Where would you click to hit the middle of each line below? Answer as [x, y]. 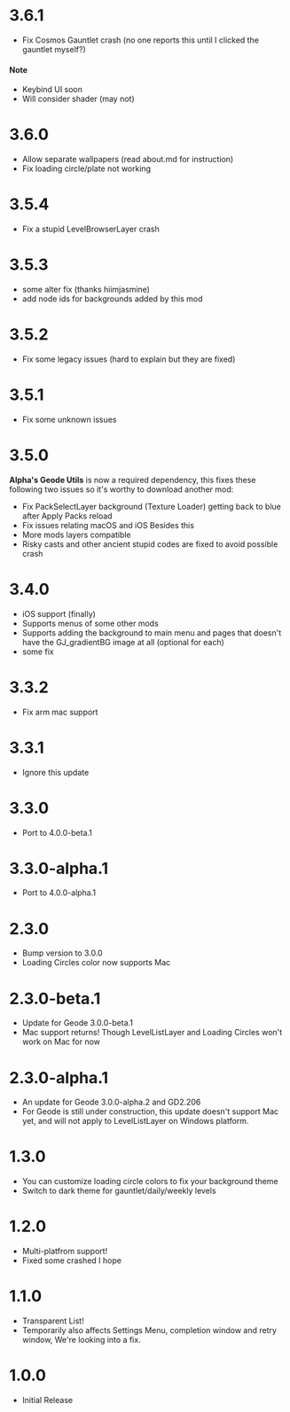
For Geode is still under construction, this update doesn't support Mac [150, 1112]
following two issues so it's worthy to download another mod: [121, 489]
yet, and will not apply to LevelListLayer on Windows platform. [135, 1121]
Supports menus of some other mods [90, 623]
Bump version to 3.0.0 [63, 953]
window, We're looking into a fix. [81, 1340]
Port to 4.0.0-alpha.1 [59, 893]
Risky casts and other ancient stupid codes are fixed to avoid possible [150, 544]
